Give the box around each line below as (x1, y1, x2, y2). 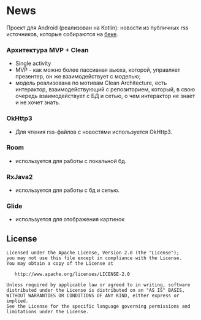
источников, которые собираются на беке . (6, 30, 118, 37)
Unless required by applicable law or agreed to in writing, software (6, 282, 191, 288)
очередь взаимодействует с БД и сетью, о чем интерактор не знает (15, 93, 195, 100)
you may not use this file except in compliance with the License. (6, 255, 183, 261)
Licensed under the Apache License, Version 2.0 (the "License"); (6, 250, 180, 256)
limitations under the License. (6, 309, 89, 315)
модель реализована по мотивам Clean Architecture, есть (15, 79, 167, 86)
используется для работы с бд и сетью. (15, 186, 120, 194)
